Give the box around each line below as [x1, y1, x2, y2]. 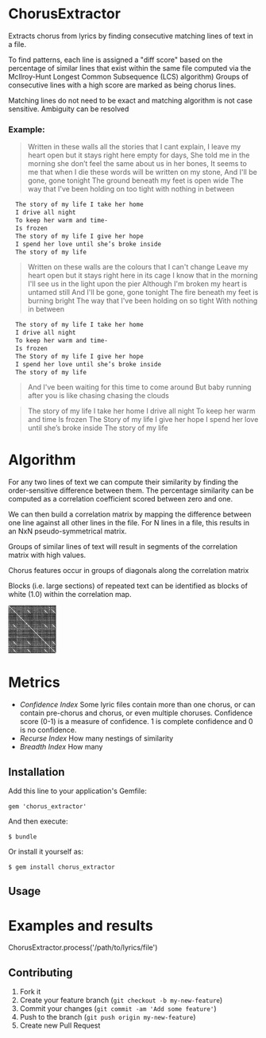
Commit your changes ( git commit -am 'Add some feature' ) [19, 1004, 217, 1013]
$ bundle [8, 832, 37, 841]
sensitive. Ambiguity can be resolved [8, 104, 129, 114]
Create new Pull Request [19, 1021, 101, 1030]
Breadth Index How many [19, 742, 103, 752]
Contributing [8, 966, 73, 979]
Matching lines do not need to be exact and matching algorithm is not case [8, 95, 253, 105]
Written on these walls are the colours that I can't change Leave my [27, 262, 249, 272]
